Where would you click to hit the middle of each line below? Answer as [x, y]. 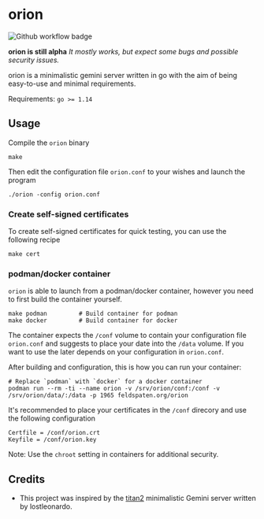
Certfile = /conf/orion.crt [54, 433]
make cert [24, 254]
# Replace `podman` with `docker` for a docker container [105, 382]
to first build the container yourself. [65, 299]
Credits [27, 479]
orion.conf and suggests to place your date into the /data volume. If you [126, 343]
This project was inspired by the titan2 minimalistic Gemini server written [138, 499]
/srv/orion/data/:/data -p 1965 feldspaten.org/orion [99, 395]
